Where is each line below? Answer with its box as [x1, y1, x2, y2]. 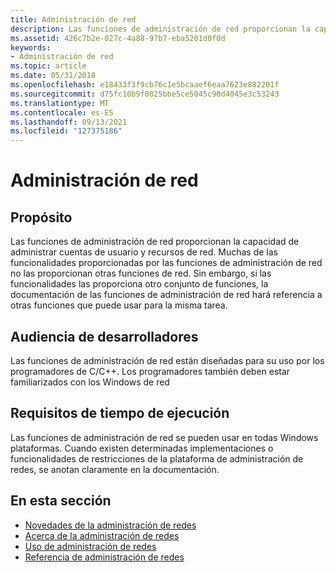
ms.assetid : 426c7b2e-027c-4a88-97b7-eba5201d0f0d [10, 33, 226, 43]
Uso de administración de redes [24, 540, 157, 552]
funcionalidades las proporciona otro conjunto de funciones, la [10, 278, 269, 290]
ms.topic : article [10, 61, 87, 71]
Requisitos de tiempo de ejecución [10, 405, 230, 422]
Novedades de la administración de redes [24, 519, 197, 531]
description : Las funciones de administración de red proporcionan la [10, 24, 311, 34]
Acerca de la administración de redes [24, 529, 180, 541]
